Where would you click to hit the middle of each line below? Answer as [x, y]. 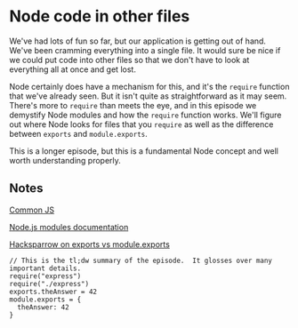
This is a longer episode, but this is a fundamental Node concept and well [144, 151]
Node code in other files [100, 16]
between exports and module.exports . [79, 133]
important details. [45, 268]
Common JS [32, 210]
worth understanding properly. [65, 160]
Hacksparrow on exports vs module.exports [90, 244]
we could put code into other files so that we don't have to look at [129, 60]
